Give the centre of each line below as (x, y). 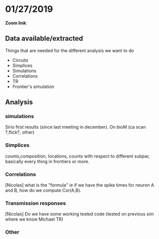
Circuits (20, 60)
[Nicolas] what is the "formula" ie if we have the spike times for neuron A (80, 185)
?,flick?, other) (20, 132)
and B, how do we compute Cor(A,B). (43, 190)
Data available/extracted (44, 39)
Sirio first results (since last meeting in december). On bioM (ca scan (76, 127)
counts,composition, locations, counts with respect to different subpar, (78, 156)
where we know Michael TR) (34, 219)
